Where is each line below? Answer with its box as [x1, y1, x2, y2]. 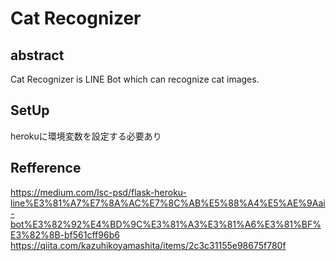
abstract [10, 47, 65, 64]
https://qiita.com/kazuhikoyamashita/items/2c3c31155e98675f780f [10, 239, 287, 251]
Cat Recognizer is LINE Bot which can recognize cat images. [10, 73, 260, 85]
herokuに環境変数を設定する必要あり [10, 130, 162, 142]
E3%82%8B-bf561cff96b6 [10, 228, 120, 241]
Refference [10, 160, 82, 177]
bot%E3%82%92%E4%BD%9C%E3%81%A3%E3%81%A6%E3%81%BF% [10, 218, 322, 230]
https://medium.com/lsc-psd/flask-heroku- [10, 186, 188, 198]
